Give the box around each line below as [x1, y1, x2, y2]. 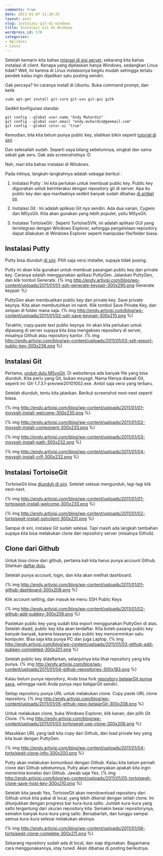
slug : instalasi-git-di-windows [5, 21, 71, 26]
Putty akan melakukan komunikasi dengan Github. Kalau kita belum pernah [5, 759, 155, 766]
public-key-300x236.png [5, 343, 55, 349]
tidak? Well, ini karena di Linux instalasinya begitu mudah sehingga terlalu [5, 67, 152, 73]
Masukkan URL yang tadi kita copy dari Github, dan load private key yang [5, 730, 152, 736]
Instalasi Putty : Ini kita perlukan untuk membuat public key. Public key [12, 180, 153, 186]
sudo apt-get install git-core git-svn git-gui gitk [5, 96, 114, 102]
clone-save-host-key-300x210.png [5, 780, 75, 786]
